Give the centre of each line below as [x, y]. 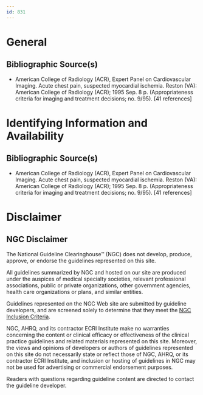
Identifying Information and [77, 123]
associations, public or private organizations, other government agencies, [98, 285]
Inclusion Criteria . [28, 316]
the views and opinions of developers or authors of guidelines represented [100, 348]
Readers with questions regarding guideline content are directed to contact [100, 379]
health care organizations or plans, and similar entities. [75, 292]
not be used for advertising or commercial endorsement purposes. [90, 367]
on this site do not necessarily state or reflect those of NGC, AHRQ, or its [97, 354]
